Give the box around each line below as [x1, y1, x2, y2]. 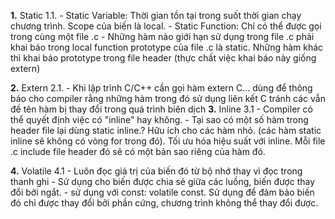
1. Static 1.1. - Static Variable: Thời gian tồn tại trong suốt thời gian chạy [10, 10, 302, 21]
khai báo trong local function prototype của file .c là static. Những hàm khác [10, 41, 324, 53]
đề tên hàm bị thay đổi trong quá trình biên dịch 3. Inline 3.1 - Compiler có [10, 103, 313, 115]
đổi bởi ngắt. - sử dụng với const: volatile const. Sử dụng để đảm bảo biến [10, 186, 315, 198]
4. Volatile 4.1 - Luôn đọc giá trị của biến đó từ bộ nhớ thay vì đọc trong [10, 165, 303, 177]
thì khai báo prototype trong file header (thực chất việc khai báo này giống [10, 52, 317, 64]
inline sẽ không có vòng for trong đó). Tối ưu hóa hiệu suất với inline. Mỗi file [10, 135, 326, 147]
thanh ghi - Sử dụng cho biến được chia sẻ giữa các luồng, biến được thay [10, 176, 316, 187]
